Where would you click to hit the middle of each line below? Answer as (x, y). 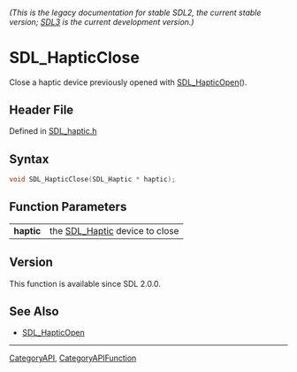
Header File (42, 109)
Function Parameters (68, 207)
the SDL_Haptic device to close (114, 230)
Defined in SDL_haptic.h (53, 131)
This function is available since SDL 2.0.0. (85, 283)
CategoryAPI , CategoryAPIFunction (73, 358)
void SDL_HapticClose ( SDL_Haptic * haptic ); (92, 180)
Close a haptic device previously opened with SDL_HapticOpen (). (128, 82)
